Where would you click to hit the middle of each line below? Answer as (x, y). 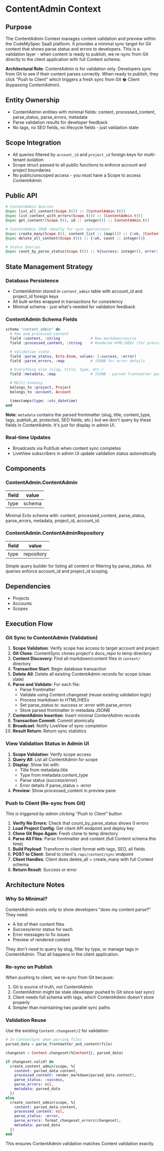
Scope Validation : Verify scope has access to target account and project (86, 648)
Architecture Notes (35, 885)
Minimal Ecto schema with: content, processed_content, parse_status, (76, 515)
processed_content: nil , (39, 1112)
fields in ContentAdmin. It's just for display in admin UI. (61, 425)
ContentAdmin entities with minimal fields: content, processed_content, (84, 112)
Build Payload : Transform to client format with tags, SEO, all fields (79, 849)
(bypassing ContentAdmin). (33, 85)
